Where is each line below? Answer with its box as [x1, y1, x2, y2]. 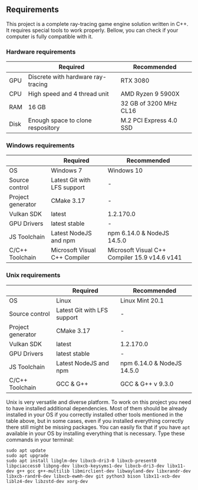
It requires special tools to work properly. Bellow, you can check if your [6, 27, 179, 34]
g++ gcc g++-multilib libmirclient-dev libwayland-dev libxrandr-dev [16, 468, 192, 474]
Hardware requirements [6, 47, 76, 55]
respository [28, 124, 60, 132]
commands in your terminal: [6, 436, 74, 443]
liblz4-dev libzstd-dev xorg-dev [6, 478, 88, 484]
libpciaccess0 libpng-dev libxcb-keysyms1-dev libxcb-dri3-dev [6, 463, 165, 469]
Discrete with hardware [28, 73, 93, 81]
